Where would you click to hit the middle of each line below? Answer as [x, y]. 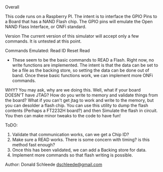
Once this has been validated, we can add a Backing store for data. [79, 150]
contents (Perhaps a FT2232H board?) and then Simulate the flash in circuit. [81, 110]
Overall [12, 7]
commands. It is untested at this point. [43, 41]
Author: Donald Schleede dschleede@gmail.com [54, 164]
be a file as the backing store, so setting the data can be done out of [81, 70]
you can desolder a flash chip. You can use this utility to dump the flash [77, 105]
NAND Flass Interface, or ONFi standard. [46, 27]
